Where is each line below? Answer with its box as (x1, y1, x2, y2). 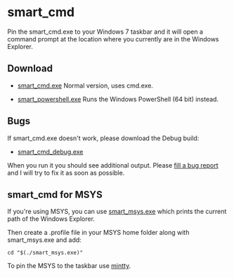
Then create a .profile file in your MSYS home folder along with (7, 229, 190, 237)
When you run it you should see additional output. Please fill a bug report (7, 161, 219, 169)
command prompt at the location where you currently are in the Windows (7, 34, 219, 43)
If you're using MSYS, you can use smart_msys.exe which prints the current (7, 208, 227, 216)
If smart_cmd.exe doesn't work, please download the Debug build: (7, 134, 200, 142)
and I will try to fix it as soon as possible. (7, 168, 125, 177)
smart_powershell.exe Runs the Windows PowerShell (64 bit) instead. (17, 95, 219, 103)
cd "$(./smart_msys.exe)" (7, 250, 83, 257)
